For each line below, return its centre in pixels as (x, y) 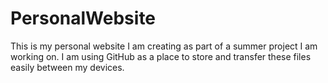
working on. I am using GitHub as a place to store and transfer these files (161, 56)
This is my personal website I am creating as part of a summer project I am (164, 46)
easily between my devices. (67, 67)
